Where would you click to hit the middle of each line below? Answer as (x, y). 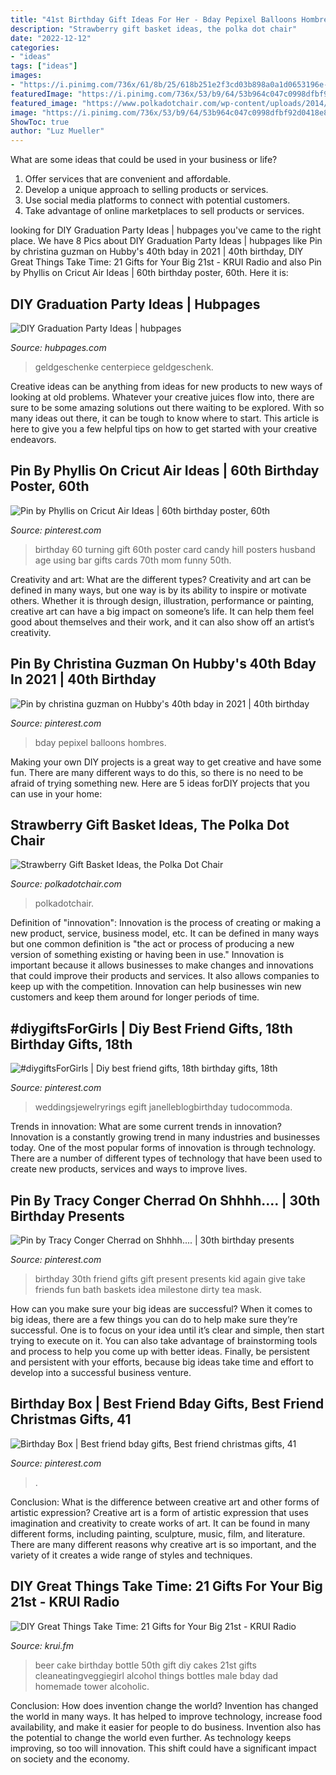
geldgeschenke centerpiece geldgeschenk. (124, 367)
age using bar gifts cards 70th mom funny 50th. (133, 560)
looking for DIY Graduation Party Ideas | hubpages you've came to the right (166, 230)
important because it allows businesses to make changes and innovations (162, 965)
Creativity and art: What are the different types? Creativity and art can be (161, 579)
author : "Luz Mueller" (57, 131)
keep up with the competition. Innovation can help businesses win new (156, 987)
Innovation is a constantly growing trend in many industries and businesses (165, 1137)
